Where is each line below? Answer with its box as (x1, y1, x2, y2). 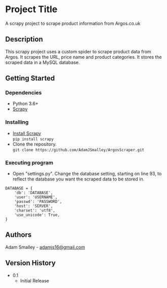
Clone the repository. (12, 141, 57, 147)
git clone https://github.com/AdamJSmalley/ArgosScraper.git (12, 147, 145, 153)
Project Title (5, 4, 58, 15)
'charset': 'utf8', (14, 208, 56, 213)
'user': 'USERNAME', (14, 195, 58, 200)
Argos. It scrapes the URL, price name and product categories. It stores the (5, 54, 162, 60)
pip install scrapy (12, 136, 54, 141)
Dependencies (5, 89, 42, 96)
